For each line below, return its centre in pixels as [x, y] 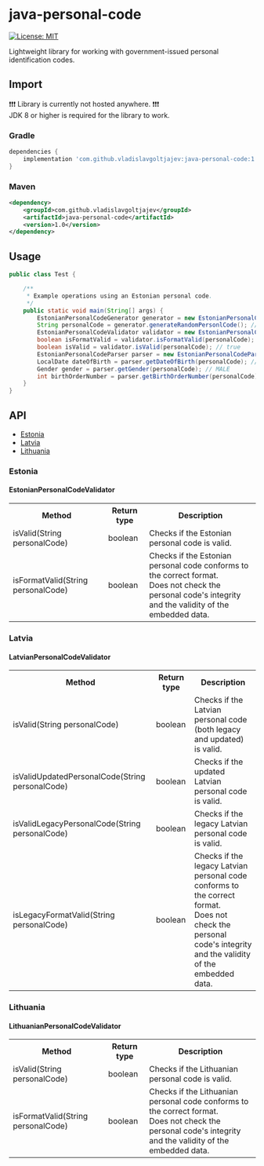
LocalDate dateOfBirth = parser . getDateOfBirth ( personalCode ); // [148, 362]
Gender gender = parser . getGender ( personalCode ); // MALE [134, 369]
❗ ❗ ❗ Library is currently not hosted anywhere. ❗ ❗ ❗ [84, 104]
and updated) [219, 740]
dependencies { [34, 152]
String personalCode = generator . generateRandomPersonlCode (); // [148, 325]
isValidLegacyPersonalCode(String [77, 824]
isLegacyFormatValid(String [64, 915]
